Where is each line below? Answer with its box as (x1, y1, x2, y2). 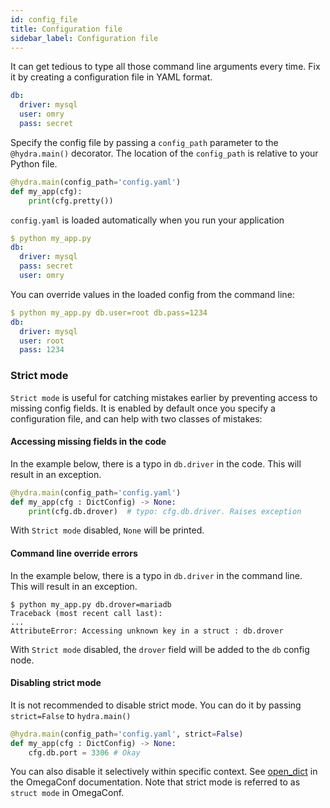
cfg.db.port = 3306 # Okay (28, 747, 141, 758)
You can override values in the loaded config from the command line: (10, 288, 295, 300)
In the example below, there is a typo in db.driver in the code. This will (10, 457, 302, 470)
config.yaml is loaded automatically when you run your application (10, 214, 285, 226)
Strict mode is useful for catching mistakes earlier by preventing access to (10, 391, 318, 403)
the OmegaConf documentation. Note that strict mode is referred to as (10, 776, 301, 788)
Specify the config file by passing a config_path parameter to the (10, 136, 279, 148)
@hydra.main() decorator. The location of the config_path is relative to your (10, 147, 319, 159)
